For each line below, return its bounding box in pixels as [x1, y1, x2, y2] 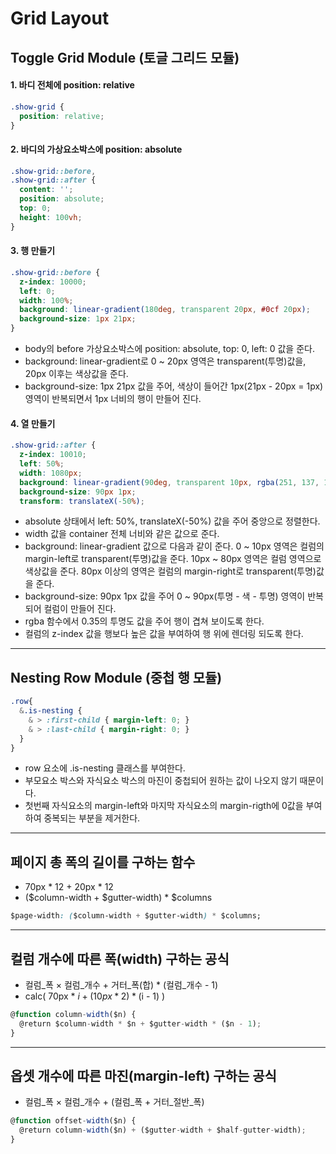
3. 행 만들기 [10, 245, 56, 257]
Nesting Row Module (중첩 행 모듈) [10, 669, 223, 686]
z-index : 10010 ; [19, 450, 87, 460]
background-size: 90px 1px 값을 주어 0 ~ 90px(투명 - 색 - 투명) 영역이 [24, 590, 306, 602]
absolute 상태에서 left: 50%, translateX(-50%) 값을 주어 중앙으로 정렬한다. [24, 515, 321, 527]
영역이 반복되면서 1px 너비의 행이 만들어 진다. [24, 393, 202, 405]
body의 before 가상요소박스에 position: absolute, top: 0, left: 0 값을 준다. [24, 343, 315, 355]
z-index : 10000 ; [19, 277, 87, 287]
